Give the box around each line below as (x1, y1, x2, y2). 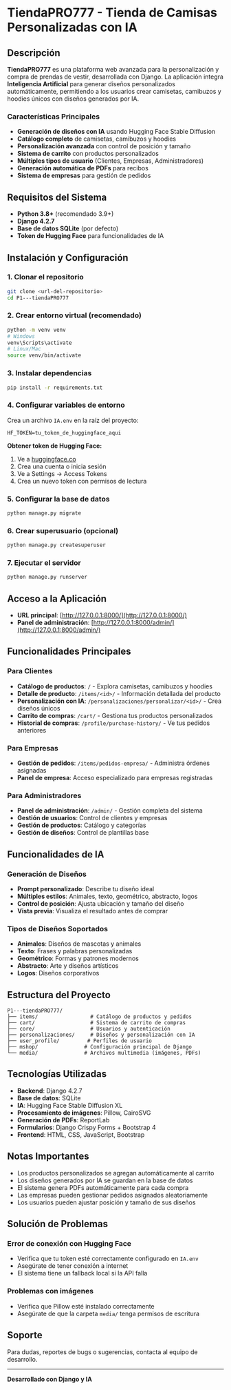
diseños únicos (16, 704, 60, 712)
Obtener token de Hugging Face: (7, 441, 102, 450)
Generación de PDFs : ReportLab (16, 1115, 110, 1124)
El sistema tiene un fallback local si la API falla (16, 1269, 148, 1278)
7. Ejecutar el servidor (7, 557, 81, 567)
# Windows (7, 332, 36, 339)
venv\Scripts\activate (7, 339, 72, 346)
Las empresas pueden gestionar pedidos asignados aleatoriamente (16, 1191, 208, 1199)
